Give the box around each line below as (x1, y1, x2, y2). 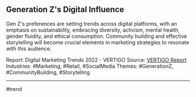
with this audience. (6, 45, 51, 52)
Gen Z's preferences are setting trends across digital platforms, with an (6, 20, 177, 27)
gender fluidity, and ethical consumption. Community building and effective (6, 32, 187, 40)
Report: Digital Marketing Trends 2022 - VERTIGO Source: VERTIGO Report (6, 56, 187, 63)
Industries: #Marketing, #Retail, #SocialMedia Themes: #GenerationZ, (6, 63, 174, 70)
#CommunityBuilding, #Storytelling (6, 68, 90, 75)
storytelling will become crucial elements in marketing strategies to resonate (6, 39, 190, 46)
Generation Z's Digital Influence (6, 5, 124, 15)
